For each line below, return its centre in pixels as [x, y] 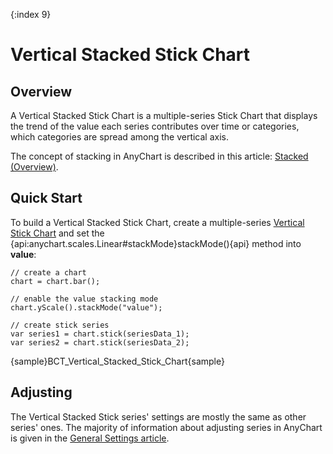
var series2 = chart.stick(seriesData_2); [100, 342]
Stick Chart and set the [57, 233]
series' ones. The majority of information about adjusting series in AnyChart [166, 427]
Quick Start [46, 198]
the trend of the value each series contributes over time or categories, [155, 126]
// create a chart [48, 272]
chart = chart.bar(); [55, 281]
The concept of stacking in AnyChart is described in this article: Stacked [159, 156]
